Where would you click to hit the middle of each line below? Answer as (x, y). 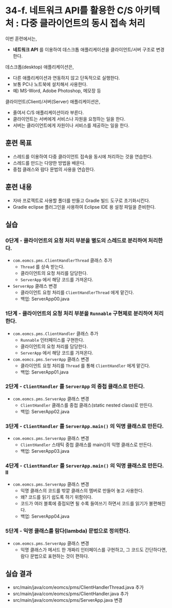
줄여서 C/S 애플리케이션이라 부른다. (48, 112)
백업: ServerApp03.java (45, 451)
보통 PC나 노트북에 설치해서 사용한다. (50, 84)
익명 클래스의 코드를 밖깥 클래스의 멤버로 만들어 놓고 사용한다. (82, 491)
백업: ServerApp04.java (45, 517)
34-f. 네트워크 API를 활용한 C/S (69, 11)
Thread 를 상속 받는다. (42, 267)
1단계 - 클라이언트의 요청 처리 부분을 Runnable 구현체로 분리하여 (79, 314)
